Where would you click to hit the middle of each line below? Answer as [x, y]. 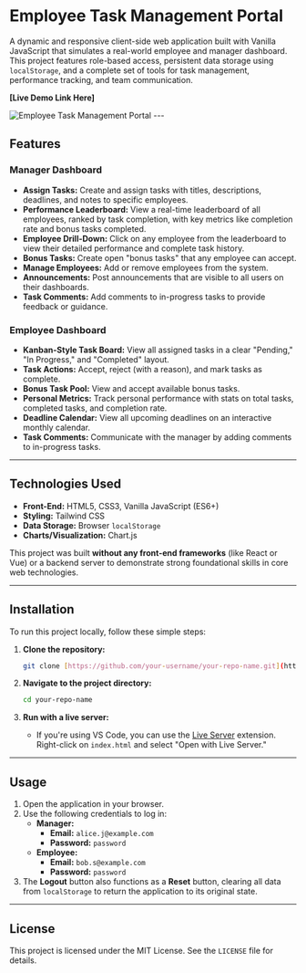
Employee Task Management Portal [147, 16]
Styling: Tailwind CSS [64, 516]
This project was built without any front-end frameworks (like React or [143, 552]
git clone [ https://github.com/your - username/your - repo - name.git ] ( [153, 666]
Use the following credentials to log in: [94, 814]
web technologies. [44, 572]
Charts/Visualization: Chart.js [80, 535]
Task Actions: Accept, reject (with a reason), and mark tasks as [142, 369]
